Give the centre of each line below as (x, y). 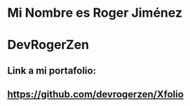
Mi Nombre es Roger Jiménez (95, 13)
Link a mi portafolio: (52, 70)
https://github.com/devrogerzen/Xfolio (95, 95)
